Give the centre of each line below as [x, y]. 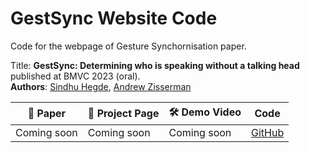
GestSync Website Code [114, 18]
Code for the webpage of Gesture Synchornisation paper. [128, 46]
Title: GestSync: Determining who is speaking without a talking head [155, 65]
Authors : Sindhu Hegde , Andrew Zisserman [101, 86]
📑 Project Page [123, 114]
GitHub [268, 132]
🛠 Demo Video [205, 112]
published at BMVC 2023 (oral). [75, 76]
